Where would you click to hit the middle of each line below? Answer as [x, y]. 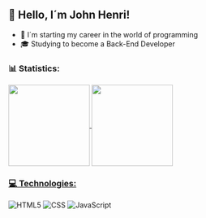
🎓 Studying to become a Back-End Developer [98, 44]
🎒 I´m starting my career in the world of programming [109, 34]
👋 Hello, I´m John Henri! [69, 15]
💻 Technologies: [43, 184]
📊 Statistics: [34, 68]
